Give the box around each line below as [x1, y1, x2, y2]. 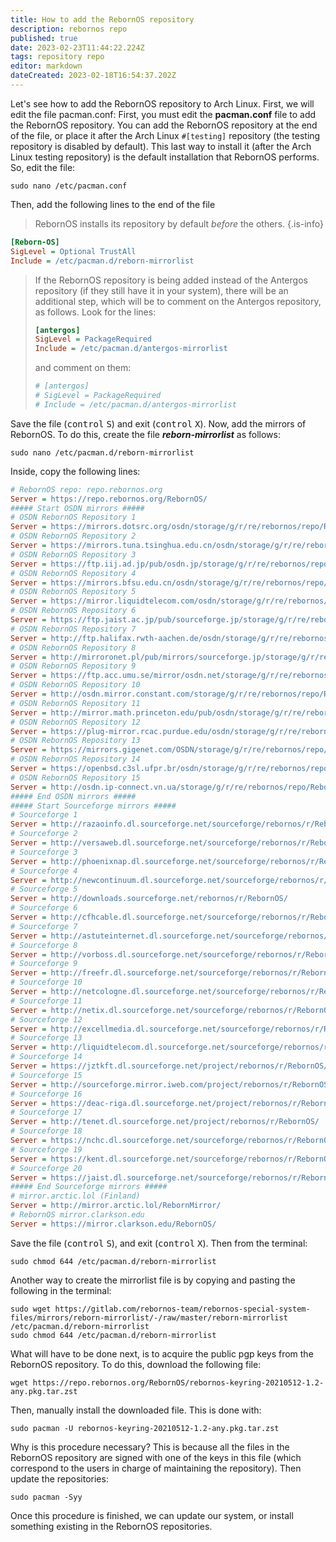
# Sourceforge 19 [10, 1144, 83, 1155]
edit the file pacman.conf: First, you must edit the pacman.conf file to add [10, 108, 317, 120]
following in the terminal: [10, 1284, 112, 1296]
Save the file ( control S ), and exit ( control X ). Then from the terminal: [10, 1237, 308, 1249]
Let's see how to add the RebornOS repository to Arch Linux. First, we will [10, 97, 315, 110]
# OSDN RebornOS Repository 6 [10, 606, 137, 616]
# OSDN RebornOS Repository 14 [10, 754, 141, 765]
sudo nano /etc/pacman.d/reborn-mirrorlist [10, 447, 195, 458]
